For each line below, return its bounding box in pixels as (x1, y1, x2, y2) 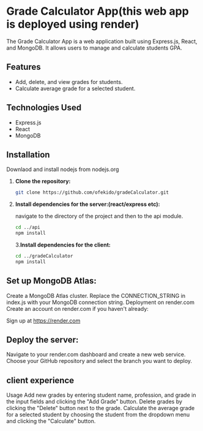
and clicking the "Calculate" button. (6, 418, 96, 425)
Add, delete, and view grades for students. (15, 78, 123, 85)
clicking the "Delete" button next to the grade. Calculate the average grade (6, 405, 195, 412)
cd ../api (15, 224, 41, 231)
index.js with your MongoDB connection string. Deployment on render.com (6, 299, 194, 306)
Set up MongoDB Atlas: (6, 276, 97, 286)
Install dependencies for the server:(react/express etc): (15, 200, 160, 208)
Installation (6, 149, 50, 160)
